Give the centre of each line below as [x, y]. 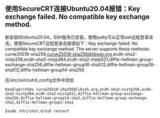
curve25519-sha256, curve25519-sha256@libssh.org [59, 54]
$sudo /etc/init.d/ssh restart [37, 111]
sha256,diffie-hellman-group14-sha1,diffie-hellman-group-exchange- [77, 98]
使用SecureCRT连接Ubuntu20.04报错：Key [73, 9]
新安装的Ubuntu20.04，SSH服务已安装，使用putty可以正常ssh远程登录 [77, 37]
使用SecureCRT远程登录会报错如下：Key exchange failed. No [76, 43]
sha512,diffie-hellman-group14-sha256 [45, 70]
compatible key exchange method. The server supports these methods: [78, 49]
